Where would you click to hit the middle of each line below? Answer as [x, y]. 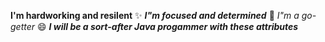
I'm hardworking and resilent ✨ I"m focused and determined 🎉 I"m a [155, 15]
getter [23, 26]
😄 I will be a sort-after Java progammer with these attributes [167, 26]
